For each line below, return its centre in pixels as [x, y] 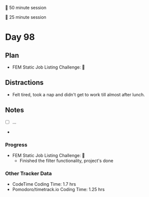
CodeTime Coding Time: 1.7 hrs [44, 184]
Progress [16, 145]
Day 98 [20, 37]
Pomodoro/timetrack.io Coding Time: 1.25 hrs [58, 190]
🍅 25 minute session [26, 17]
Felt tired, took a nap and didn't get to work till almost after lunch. [78, 94]
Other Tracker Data [28, 173]
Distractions [24, 83]
